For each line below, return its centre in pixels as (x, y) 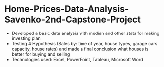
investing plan (26, 38)
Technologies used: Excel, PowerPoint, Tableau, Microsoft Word (77, 59)
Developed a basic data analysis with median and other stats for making (85, 33)
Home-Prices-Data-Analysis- (67, 9)
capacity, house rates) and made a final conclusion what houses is (80, 49)
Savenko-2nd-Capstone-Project (73, 19)
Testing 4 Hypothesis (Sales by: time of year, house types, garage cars (84, 43)
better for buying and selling (41, 54)
